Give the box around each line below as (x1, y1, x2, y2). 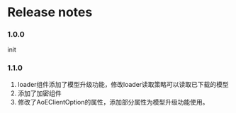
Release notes (7, 4, 93, 20)
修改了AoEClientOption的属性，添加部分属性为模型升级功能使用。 (17, 97, 209, 106)
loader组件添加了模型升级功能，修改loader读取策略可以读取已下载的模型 (17, 80, 229, 88)
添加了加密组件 (17, 89, 62, 97)
